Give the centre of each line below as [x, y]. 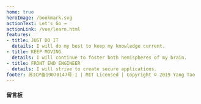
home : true [20, 12]
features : [19, 35]
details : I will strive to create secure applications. [84, 69]
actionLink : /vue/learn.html [43, 29]
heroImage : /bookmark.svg [39, 18]
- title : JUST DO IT [33, 40]
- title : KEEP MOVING [34, 52]
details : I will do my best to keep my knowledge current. [89, 46]
